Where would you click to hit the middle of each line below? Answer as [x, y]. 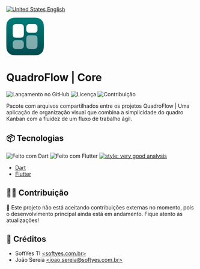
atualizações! [23, 220]
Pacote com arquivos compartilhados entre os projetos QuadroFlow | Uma [98, 106]
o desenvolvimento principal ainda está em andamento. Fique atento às [95, 214]
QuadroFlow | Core [54, 78]
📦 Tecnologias [35, 138]
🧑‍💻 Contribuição [38, 193]
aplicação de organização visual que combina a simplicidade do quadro [95, 112]
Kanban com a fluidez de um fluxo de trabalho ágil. [69, 119]
